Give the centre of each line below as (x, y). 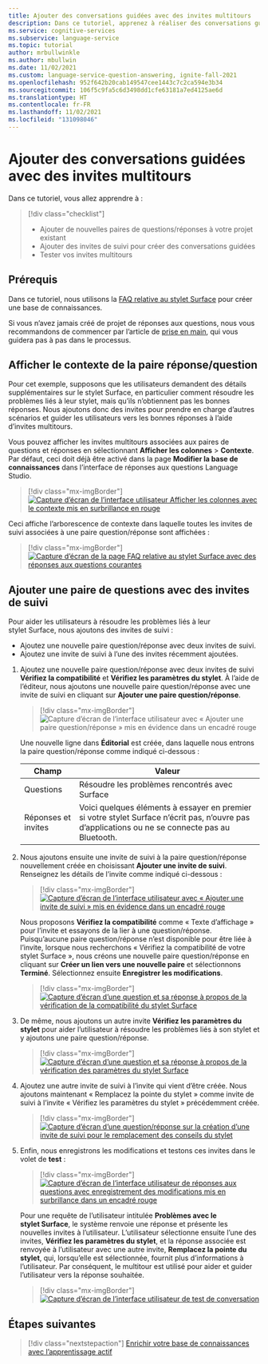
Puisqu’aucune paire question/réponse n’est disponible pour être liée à (136, 939)
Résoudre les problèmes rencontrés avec (156, 785)
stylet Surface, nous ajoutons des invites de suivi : (91, 630)
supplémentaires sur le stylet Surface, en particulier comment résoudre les (131, 393)
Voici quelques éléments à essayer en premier (165, 807)
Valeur (167, 771)
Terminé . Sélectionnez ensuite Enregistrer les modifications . (121, 973)
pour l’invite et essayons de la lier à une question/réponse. (116, 930)
